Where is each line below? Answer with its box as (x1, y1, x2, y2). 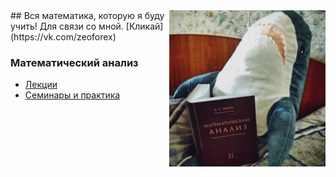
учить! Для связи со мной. (10, 20, 124, 32)
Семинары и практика (24, 89, 121, 101)
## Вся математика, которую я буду (10, 10, 165, 21)
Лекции (24, 79, 58, 91)
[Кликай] (125, 20, 164, 32)
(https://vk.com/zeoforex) (10, 31, 117, 43)
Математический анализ (10, 55, 139, 69)
